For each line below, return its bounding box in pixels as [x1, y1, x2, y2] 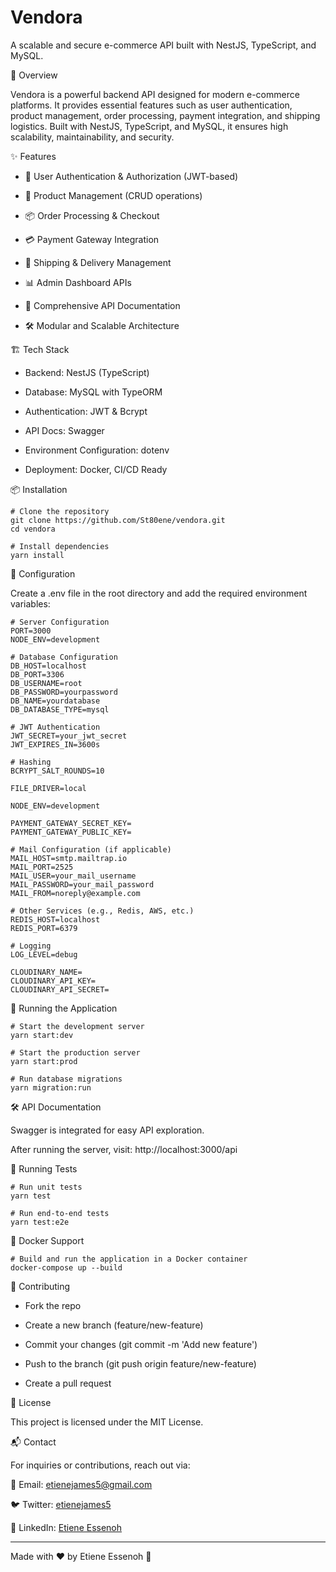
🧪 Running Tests [10, 1162, 78, 1175]
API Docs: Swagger [24, 424, 105, 436]
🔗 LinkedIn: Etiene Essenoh [10, 1521, 123, 1533]
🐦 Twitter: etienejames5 [10, 1498, 112, 1510]
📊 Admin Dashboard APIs [24, 276, 132, 288]
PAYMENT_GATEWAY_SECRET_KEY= [10, 818, 132, 828]
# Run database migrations [10, 1074, 123, 1084]
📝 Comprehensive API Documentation [24, 299, 181, 311]
